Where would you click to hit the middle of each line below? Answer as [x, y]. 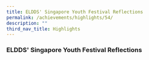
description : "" [27, 23]
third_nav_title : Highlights [43, 29]
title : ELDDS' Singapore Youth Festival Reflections [75, 12]
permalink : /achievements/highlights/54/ [60, 18]
